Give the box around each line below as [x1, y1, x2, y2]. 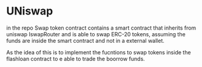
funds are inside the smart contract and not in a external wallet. [6, 37, 165, 44]
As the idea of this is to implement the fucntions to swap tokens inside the [6, 48, 191, 56]
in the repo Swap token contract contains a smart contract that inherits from [6, 24, 197, 31]
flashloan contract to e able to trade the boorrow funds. [6, 55, 146, 62]
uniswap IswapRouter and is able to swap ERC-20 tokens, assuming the [6, 30, 186, 37]
